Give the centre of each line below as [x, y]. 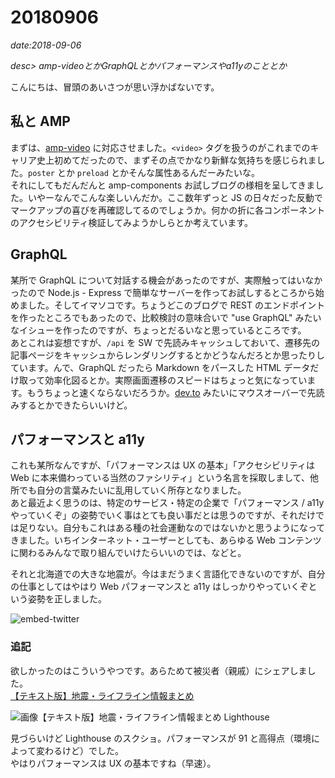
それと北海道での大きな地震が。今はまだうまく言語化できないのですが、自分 [168, 574]
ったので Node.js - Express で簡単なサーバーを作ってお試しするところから [163, 292]
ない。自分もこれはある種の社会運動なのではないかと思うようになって [181, 528]
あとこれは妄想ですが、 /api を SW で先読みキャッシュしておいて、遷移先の [165, 342]
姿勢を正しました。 [67, 599]
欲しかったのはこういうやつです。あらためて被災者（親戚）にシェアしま [159, 670]
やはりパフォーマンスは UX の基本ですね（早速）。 [113, 763]
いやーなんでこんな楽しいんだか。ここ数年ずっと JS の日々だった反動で [175, 197]
